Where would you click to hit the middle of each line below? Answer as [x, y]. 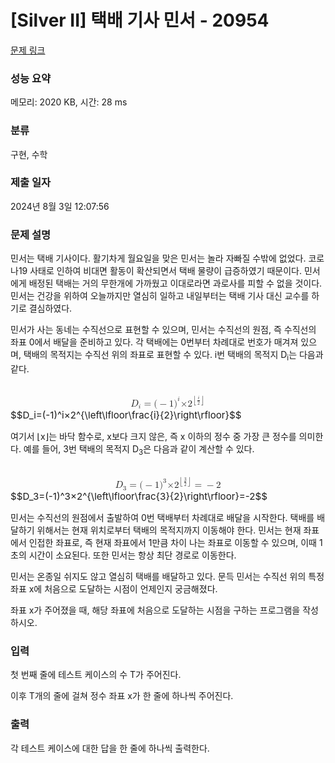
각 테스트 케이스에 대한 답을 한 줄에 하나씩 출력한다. [110, 748]
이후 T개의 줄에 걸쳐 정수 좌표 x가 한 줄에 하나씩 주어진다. [122, 696]
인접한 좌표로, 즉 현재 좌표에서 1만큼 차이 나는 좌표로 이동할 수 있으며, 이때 [172, 542]
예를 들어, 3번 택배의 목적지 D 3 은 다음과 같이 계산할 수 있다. [139, 449]
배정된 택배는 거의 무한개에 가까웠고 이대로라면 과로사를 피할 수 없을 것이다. [175, 283]
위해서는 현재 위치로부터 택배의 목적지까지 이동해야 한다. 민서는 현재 [169, 530]
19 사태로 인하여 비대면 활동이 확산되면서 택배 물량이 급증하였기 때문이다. [160, 271]
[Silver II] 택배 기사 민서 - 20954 [140, 20]
